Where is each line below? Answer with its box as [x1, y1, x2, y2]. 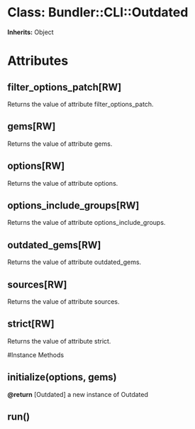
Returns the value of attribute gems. [7, 139, 113, 148]
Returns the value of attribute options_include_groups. [7, 218, 166, 227]
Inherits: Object [7, 28, 55, 36]
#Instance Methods [7, 350, 65, 359]
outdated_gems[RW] [7, 239, 101, 251]
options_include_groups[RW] [7, 199, 140, 211]
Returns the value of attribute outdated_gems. [7, 258, 142, 267]
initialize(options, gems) [7, 371, 117, 383]
